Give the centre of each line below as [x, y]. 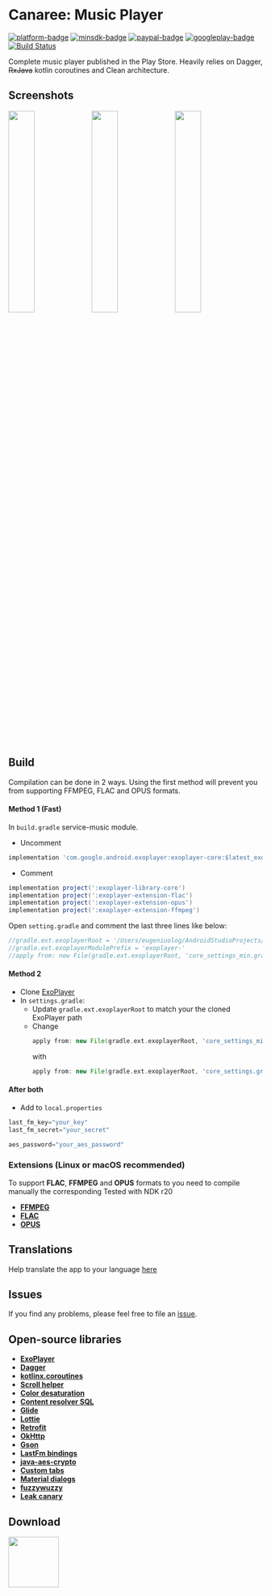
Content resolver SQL [57, 1402]
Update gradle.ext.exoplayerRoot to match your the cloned [131, 1009]
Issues [25, 1295]
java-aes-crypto [48, 1462]
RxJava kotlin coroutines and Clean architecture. [89, 70]
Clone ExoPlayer [47, 991]
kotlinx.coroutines [51, 1376]
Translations [41, 1250]
